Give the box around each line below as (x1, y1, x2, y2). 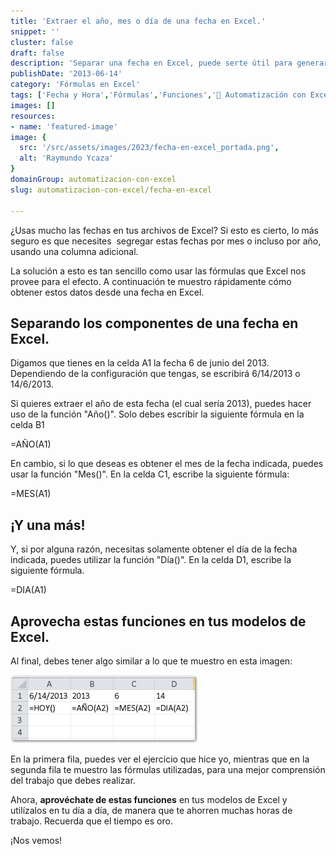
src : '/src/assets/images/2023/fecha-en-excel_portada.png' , (19, 143, 280, 153)
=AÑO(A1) (10, 438, 52, 450)
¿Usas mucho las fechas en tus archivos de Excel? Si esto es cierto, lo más (10, 224, 319, 236)
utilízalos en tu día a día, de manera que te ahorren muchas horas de (10, 804, 293, 816)
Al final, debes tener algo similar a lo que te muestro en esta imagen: (10, 655, 293, 667)
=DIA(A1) (10, 584, 47, 596)
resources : (10, 111, 56, 121)
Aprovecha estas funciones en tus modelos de (10, 613, 307, 630)
